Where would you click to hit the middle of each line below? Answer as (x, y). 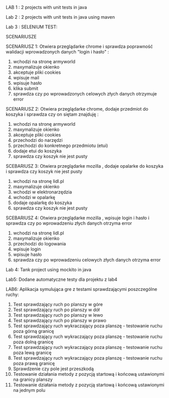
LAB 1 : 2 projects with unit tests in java (47, 7)
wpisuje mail (26, 78)
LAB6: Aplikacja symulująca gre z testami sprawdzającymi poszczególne (81, 289)
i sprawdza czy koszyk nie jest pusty (44, 171)
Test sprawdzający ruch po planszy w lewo (58, 315)
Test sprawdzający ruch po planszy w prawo (60, 320)
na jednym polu (29, 390)
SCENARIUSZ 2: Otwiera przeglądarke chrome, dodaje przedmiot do (77, 109)
